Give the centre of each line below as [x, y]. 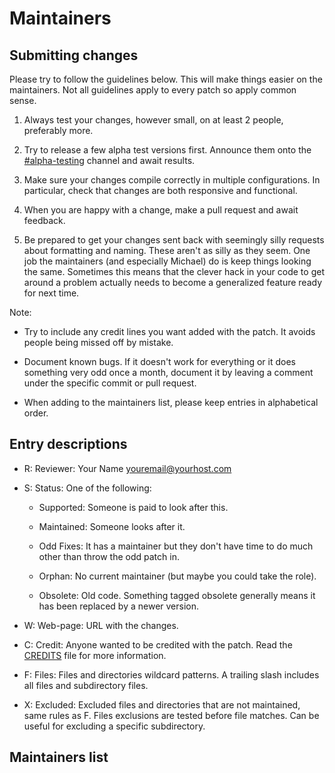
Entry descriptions [68, 444]
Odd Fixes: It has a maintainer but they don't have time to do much [176, 546]
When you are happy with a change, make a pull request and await [161, 210]
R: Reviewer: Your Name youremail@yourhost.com [127, 468]
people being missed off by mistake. [98, 342]
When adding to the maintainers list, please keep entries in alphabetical [171, 402]
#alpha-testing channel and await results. [109, 160]
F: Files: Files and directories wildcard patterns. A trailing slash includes [171, 674]
